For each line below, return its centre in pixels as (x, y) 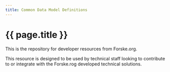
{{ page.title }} (37, 34)
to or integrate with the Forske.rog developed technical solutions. (74, 64)
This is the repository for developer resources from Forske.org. (71, 49)
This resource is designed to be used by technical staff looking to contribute (85, 58)
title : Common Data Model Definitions (46, 10)
